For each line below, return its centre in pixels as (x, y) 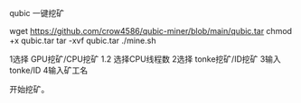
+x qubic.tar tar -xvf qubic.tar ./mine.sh (83, 40)
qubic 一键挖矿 (37, 13)
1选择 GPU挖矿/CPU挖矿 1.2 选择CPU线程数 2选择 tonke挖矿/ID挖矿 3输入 (146, 59)
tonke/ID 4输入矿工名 (49, 70)
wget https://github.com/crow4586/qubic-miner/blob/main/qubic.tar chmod (150, 31)
